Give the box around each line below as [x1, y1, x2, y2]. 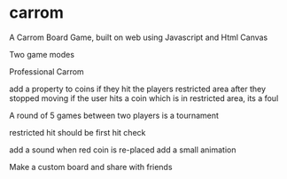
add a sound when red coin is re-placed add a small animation [9, 144, 237, 155]
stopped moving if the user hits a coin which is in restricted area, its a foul [9, 92, 279, 104]
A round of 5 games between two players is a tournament [9, 110, 220, 121]
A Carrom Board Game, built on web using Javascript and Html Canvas [9, 32, 268, 43]
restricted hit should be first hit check [9, 127, 146, 137]
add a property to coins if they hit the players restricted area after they [9, 83, 267, 94]
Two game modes [9, 49, 75, 59]
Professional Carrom [9, 66, 84, 77]
